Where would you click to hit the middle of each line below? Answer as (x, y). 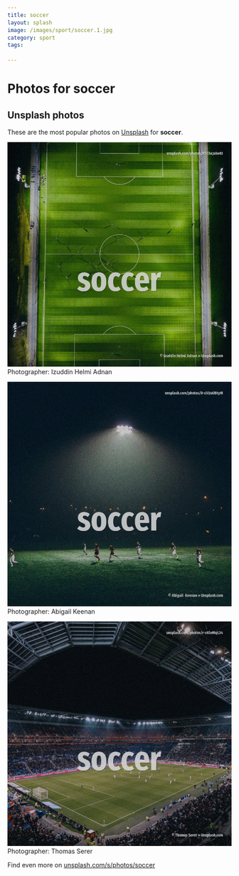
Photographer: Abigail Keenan (51, 612)
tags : (15, 45)
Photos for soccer (61, 89)
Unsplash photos (46, 115)
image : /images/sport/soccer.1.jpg (60, 30)
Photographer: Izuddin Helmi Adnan (60, 372)
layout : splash (30, 22)
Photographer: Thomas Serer (50, 851)
